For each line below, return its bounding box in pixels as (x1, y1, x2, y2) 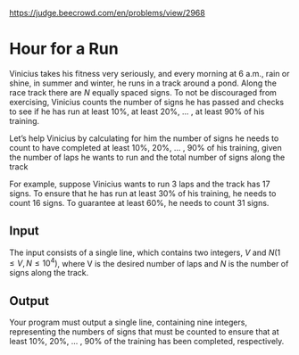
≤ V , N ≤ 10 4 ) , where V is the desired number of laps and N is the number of (9, 256, 289, 268)
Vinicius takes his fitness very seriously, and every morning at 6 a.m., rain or (9, 68, 290, 78)
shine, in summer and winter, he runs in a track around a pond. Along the (9, 78, 277, 88)
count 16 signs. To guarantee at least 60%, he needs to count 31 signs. (9, 197, 270, 208)
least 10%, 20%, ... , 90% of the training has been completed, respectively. (9, 336, 285, 347)
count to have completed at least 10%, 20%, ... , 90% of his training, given (9, 142, 283, 153)
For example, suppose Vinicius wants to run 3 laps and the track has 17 (9, 178, 270, 189)
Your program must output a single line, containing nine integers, (9, 317, 248, 328)
